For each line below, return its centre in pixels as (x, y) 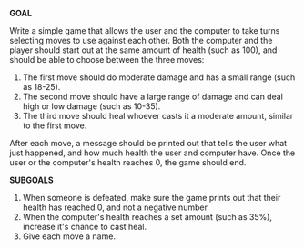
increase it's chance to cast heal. (85, 227)
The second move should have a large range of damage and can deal (153, 96)
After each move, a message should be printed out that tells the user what (148, 143)
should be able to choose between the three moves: (107, 60)
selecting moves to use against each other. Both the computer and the (141, 40)
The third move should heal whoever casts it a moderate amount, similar (158, 116)
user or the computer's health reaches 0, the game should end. (128, 162)
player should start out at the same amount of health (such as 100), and (143, 50)
